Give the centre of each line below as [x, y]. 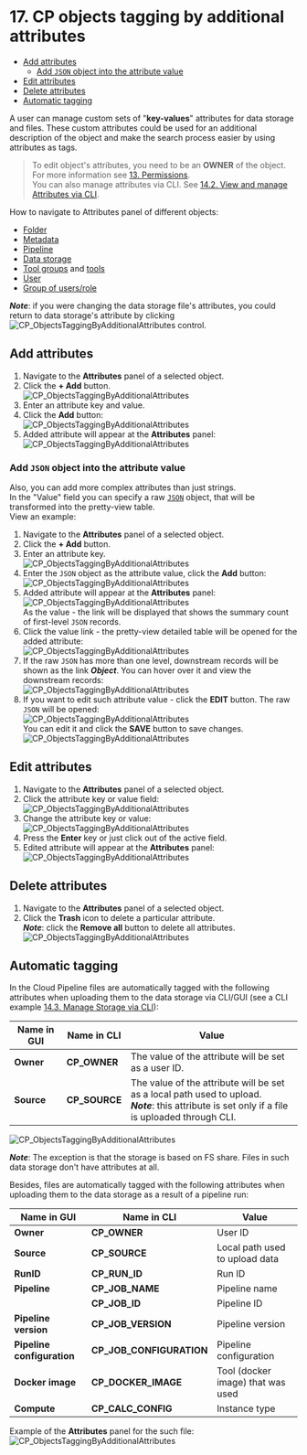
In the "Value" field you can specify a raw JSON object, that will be [132, 497]
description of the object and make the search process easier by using [143, 137]
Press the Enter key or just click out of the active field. [125, 838]
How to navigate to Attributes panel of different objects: [114, 211]
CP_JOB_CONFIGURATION [149, 1351]
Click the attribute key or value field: [91, 798]
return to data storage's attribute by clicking [92, 315]
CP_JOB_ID [116, 1303]
